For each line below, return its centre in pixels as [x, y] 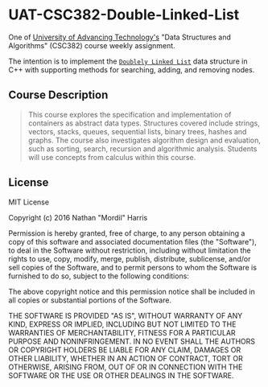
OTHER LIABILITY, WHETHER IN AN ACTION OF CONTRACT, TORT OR [126, 358]
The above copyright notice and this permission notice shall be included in [132, 291]
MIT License [29, 202]
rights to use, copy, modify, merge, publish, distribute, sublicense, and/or [130, 258]
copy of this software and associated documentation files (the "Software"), [133, 241]
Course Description [58, 95]
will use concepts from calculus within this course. [112, 157]
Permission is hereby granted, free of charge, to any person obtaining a [127, 233]
